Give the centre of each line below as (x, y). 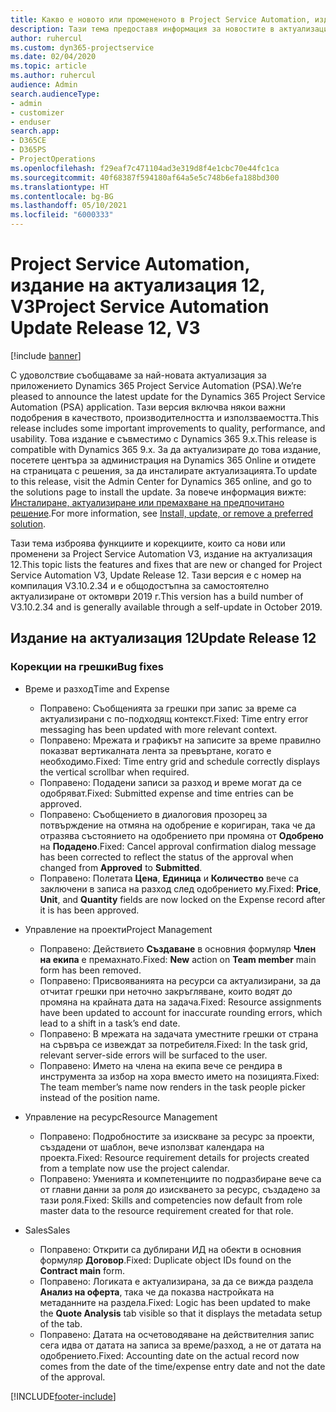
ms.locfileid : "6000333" (62, 215)
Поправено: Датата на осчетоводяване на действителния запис (177, 1334)
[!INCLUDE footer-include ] (63, 1396)
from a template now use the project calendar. (134, 1168)
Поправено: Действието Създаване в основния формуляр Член (178, 948)
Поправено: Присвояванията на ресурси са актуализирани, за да (180, 980)
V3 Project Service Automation (140, 307)
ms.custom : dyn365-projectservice (82, 47)
